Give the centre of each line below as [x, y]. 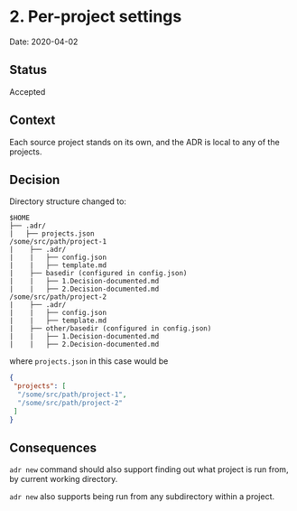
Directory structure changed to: [68, 201]
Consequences [53, 448]
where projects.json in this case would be [89, 361]
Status [28, 70]
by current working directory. [64, 479]
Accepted [28, 91]
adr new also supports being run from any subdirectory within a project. [142, 497]
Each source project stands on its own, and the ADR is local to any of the [144, 142]
